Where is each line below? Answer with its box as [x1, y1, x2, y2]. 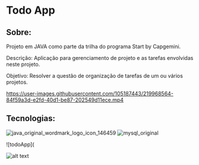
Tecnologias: [6, 113, 55, 123]
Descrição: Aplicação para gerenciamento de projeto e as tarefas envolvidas [6, 55, 194, 61]
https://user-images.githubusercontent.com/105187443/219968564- [6, 90, 174, 97]
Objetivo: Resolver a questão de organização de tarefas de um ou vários [6, 72, 183, 79]
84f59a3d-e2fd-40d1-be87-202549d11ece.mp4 [6, 96, 124, 103]
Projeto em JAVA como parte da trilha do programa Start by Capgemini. [6, 43, 181, 50]
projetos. [6, 78, 28, 85]
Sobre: [6, 27, 31, 37]
